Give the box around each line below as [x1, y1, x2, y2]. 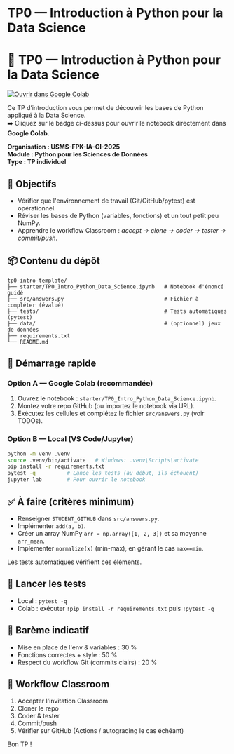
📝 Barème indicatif [7, 624, 90, 636]
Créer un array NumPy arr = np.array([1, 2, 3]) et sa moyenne [17, 529, 207, 537]
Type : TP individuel [7, 158, 67, 166]
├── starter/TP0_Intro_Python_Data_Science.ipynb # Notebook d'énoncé [7, 283, 224, 290]
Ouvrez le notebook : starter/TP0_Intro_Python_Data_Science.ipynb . [17, 394, 216, 403]
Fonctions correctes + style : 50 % [17, 650, 118, 659]
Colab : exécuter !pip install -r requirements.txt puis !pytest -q [17, 604, 214, 612]
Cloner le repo [17, 704, 60, 713]
